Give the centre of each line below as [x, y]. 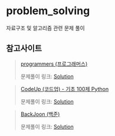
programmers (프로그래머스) [54, 64]
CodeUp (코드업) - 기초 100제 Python [65, 89]
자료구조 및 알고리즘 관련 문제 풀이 [45, 28]
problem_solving [48, 11]
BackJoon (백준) [40, 114]
